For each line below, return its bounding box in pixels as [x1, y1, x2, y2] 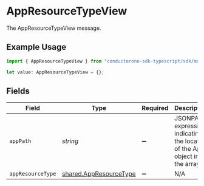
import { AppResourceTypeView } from [6, 58, 102, 64]
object [174, 152, 192, 160]
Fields [6, 86, 30, 96]
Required [141, 104, 169, 112]
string [61, 137, 79, 145]
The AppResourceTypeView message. [6, 24, 101, 32]
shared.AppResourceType [61, 170, 136, 178]
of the [174, 145, 191, 153]
